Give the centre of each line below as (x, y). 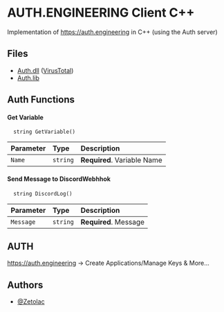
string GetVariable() (45, 132)
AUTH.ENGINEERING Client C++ (101, 13)
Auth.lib (28, 78)
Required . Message (113, 222)
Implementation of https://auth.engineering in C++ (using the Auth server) (112, 32)
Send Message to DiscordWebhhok (59, 179)
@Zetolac (31, 302)
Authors (25, 285)
